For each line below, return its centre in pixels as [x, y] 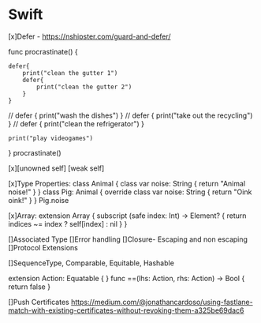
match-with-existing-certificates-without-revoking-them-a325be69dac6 [126, 310]
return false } [30, 287]
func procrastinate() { [43, 51]
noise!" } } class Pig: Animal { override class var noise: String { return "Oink [130, 192]
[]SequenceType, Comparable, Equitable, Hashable [91, 263]
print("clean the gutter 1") [70, 73]
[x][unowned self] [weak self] [56, 168]
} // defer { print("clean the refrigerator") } [76, 123]
